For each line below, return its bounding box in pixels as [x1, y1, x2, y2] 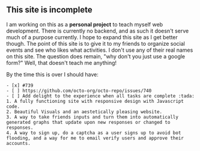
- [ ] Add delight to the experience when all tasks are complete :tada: [6, 93, 195, 99]
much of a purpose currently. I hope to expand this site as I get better [6, 33, 178, 41]
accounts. [6, 140, 31, 146]
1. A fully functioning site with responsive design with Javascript [6, 98, 184, 104]
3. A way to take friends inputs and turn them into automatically [6, 114, 179, 120]
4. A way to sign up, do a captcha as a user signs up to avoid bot [6, 129, 181, 136]
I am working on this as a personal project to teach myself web [6, 20, 163, 28]
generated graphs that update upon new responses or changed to [6, 119, 171, 125]
